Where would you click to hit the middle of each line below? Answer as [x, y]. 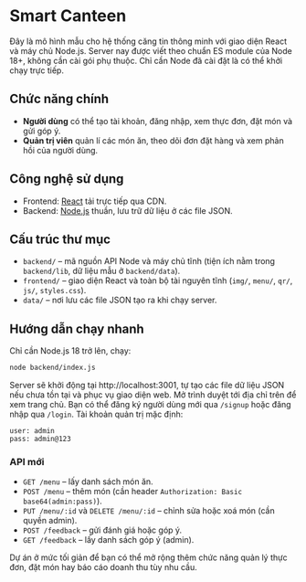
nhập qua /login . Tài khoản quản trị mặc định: [96, 414]
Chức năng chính [59, 99]
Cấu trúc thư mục [60, 239]
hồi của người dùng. [60, 150]
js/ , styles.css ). [54, 291]
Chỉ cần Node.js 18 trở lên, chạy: [70, 351]
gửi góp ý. [42, 131]
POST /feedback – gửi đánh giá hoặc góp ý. [102, 530]
